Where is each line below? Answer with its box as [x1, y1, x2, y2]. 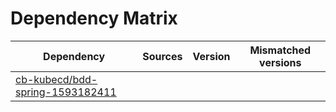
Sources [142, 49, 183, 63]
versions [259, 55, 302, 69]
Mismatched [249, 43, 312, 57]
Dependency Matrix [10, 7, 178, 30]
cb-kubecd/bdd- [15, 72, 98, 86]
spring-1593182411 [15, 85, 117, 99]
